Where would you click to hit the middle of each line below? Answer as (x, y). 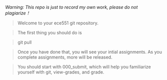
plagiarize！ (18, 13)
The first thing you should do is (50, 33)
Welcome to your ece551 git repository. (58, 23)
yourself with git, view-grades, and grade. (61, 72)
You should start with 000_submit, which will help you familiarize (84, 67)
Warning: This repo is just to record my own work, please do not (71, 7)
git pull (24, 42)
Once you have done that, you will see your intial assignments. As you (90, 52)
